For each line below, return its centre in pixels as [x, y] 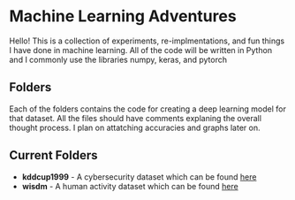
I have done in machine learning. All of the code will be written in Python [140, 50]
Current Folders [53, 155]
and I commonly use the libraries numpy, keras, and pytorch [118, 59]
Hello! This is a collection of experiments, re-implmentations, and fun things [147, 41]
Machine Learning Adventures [123, 16]
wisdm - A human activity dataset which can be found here [130, 186]
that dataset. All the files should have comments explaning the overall [136, 118]
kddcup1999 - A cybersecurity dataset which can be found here [139, 177]
